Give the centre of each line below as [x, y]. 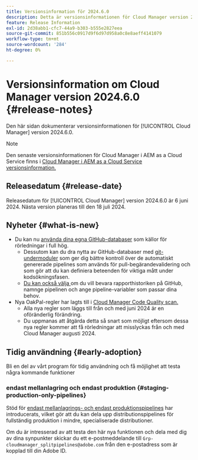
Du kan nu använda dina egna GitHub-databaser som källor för [91, 239]
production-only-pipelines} [46, 395]
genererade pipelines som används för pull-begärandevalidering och [107, 265]
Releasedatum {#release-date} [64, 186]
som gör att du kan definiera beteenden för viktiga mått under [98, 271]
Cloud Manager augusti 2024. [60, 334]
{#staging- [153, 388]
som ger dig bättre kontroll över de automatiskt [116, 258]
